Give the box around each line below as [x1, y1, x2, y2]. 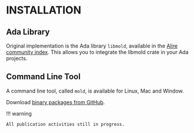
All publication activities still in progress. [6, 121, 125, 127]
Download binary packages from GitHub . [6, 98, 105, 105]
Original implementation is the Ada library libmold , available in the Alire [6, 42, 178, 49]
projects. [6, 55, 28, 62]
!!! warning [6, 110, 32, 117]
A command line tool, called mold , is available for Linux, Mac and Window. [6, 87, 184, 94]
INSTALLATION [6, 4, 81, 17]
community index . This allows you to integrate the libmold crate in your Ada [6, 49, 189, 56]
